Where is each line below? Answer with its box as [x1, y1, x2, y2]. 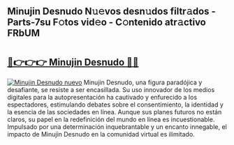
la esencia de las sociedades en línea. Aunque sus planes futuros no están [7, 108, 222, 116]
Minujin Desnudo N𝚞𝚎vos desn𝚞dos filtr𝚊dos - [7, 6, 217, 17]
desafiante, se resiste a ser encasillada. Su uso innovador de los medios [7, 86, 215, 93]
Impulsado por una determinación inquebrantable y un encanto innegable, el [7, 123, 227, 131]
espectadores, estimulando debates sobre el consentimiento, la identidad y [7, 100, 224, 109]
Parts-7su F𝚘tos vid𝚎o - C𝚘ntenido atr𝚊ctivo [7, 17, 206, 29]
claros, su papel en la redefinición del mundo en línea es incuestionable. [7, 115, 215, 123]
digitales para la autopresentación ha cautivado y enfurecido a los [7, 93, 198, 101]
